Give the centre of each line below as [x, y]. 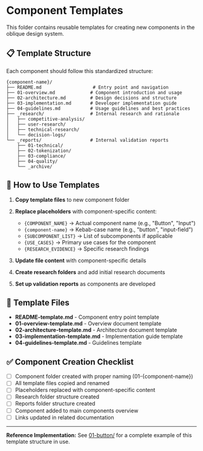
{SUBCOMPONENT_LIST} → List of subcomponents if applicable [98, 235]
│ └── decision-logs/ [36, 135]
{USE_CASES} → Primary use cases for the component [90, 242]
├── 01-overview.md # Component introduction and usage [94, 92]
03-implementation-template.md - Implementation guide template [99, 336]
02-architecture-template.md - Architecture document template [96, 330]
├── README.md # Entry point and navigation [88, 87]
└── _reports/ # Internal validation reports [88, 140]
